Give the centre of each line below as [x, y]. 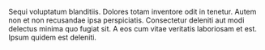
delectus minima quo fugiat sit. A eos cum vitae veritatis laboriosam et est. [133, 29]
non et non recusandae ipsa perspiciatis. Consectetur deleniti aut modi [126, 20]
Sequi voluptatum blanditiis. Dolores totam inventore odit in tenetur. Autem [132, 12]
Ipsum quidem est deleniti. [53, 37]
